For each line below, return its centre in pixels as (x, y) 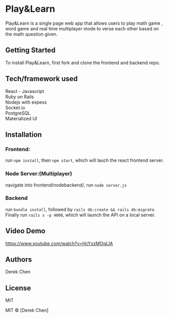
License (18, 288)
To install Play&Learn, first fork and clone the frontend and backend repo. (83, 63)
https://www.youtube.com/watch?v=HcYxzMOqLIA (59, 243)
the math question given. (31, 34)
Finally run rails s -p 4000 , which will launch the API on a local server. (80, 215)
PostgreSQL (18, 113)
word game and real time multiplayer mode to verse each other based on (82, 28)
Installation (24, 134)
